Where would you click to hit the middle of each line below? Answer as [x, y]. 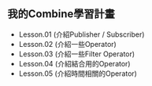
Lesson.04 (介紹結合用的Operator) [74, 63]
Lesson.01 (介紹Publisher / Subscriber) [82, 34]
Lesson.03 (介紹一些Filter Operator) [77, 54]
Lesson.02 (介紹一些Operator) [68, 44]
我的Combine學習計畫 [61, 14]
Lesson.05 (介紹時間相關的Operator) [78, 73]
